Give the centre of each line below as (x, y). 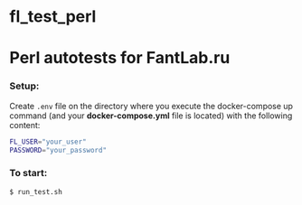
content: (25, 125)
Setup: (24, 86)
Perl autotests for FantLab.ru (120, 58)
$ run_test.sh (36, 191)
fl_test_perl (53, 17)
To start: (28, 173)
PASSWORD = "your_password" (58, 150)
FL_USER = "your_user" (48, 142)
